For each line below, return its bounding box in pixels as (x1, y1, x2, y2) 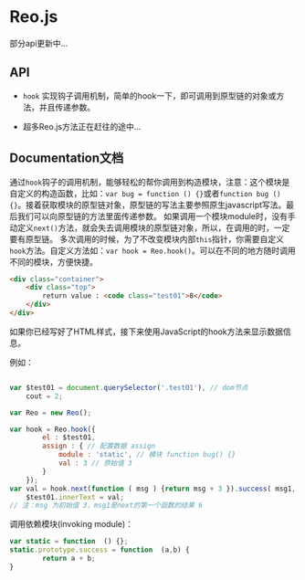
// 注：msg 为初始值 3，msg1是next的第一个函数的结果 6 (9, 501, 204, 511)
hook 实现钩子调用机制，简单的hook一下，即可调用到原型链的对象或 (22, 90, 277, 101)
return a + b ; (42, 554, 96, 564)
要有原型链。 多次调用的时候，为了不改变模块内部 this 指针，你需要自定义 (9, 233, 285, 244)
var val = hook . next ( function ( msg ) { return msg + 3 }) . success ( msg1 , (9, 484, 297, 493)
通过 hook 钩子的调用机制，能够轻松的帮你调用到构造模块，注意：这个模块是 (9, 176, 290, 187)
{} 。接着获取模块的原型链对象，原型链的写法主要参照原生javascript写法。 (9, 199, 287, 210)
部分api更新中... (9, 37, 68, 48)
